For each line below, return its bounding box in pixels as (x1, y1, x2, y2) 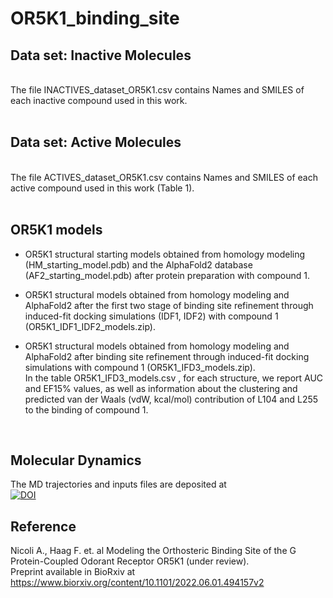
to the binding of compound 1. (24, 403, 149, 416)
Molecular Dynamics (10, 452, 142, 469)
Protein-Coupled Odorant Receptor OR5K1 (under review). (10, 555, 250, 567)
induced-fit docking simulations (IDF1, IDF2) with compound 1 (24, 310, 279, 322)
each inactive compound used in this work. (10, 95, 188, 106)
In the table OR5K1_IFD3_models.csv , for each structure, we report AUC (24, 372, 324, 384)
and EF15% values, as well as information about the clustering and (24, 382, 298, 394)
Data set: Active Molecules (10, 134, 182, 151)
